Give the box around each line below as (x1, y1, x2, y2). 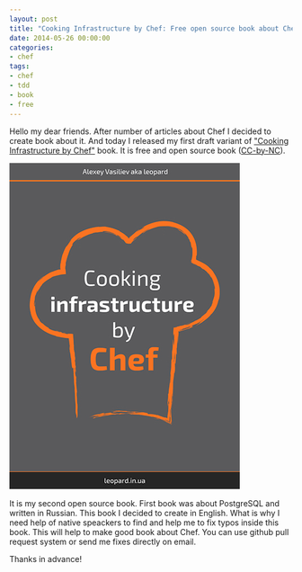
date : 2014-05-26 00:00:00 (9, 33, 111, 42)
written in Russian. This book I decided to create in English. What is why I (9, 507, 280, 518)
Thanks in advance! (9, 553, 83, 564)
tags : (9, 62, 30, 71)
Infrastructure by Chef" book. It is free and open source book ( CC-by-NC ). (9, 145, 286, 156)
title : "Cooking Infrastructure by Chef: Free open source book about (9, 23, 280, 33)
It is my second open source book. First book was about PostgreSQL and (9, 497, 280, 508)
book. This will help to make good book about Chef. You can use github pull (9, 526, 289, 537)
